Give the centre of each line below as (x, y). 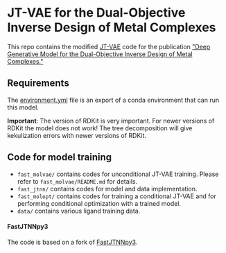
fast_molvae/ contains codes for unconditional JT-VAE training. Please (118, 174)
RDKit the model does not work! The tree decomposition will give (100, 128)
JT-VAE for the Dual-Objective (96, 13)
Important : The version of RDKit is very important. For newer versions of (111, 121)
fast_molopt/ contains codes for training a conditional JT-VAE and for (116, 196)
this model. (23, 107)
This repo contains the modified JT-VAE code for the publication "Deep (109, 46)
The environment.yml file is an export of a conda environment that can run (113, 100)
